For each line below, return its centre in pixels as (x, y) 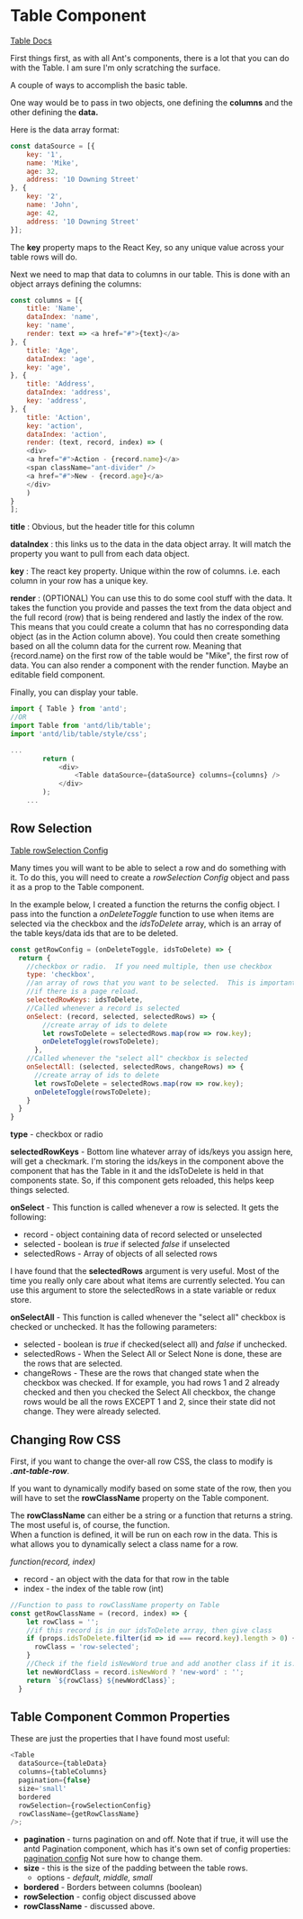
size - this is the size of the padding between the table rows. (135, 1868)
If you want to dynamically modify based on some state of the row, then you (151, 1488)
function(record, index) (53, 1561)
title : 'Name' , (55, 309)
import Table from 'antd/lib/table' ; (81, 726)
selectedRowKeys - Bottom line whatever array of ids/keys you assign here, (151, 1152)
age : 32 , (43, 171)
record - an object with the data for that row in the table (126, 1578)
